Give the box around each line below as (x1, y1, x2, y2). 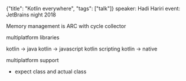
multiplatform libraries (6, 34, 60, 41)
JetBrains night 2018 (6, 11, 56, 18)
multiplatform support (6, 57, 59, 63)
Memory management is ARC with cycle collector (6, 23, 126, 29)
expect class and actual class (14, 68, 87, 75)
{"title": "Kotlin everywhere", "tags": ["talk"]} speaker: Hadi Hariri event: (6, 5, 181, 12)
